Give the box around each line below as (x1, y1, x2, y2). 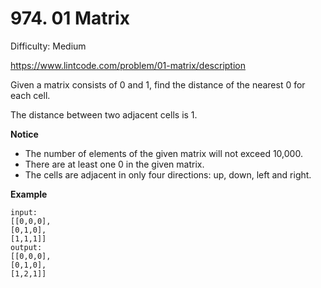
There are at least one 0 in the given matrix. (24, 158, 205, 170)
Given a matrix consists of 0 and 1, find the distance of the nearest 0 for (10, 78, 306, 91)
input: (10, 207, 38, 217)
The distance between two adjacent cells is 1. (10, 108, 198, 121)
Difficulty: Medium (10, 40, 87, 52)
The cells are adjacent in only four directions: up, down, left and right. (24, 168, 312, 181)
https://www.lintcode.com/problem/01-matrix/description (10, 59, 246, 71)
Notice (10, 128, 39, 140)
